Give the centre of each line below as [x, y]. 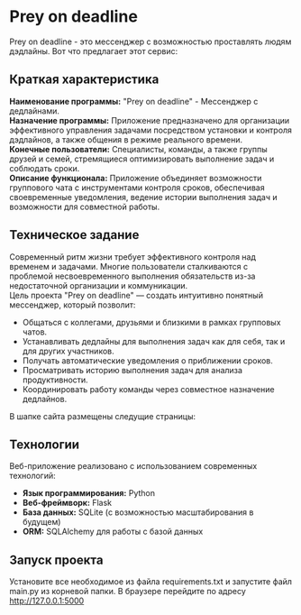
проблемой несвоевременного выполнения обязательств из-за [132, 276]
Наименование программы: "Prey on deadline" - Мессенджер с [134, 101]
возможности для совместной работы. [85, 207]
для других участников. [68, 351]
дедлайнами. [35, 111]
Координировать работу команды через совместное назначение [148, 389]
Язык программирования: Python [89, 493]
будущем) [41, 522]
